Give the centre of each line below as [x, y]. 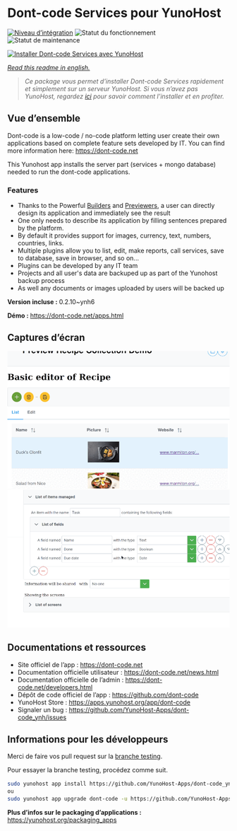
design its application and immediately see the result [94, 213]
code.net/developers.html [55, 687]
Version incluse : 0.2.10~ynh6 [51, 302]
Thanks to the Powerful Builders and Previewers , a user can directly [116, 206]
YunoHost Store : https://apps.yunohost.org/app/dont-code [104, 702]
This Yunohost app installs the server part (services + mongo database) [112, 164]
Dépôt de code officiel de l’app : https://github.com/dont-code [108, 695]
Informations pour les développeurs [88, 739]
